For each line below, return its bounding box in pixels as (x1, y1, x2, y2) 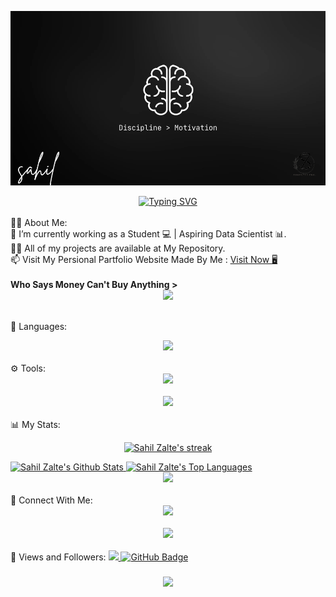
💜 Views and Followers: (10, 551, 107, 563)
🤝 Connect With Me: (10, 494, 93, 506)
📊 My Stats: (10, 418, 61, 430)
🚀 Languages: (10, 320, 68, 332)
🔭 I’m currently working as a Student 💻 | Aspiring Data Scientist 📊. (10, 227, 287, 240)
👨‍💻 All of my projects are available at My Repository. (10, 242, 226, 254)
